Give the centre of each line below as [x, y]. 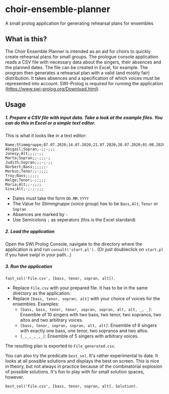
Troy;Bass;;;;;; [22, 176]
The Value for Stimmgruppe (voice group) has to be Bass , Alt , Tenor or [85, 204]
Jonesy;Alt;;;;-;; [24, 154]
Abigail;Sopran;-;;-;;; [30, 149]
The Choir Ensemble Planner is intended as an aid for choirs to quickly [78, 51]
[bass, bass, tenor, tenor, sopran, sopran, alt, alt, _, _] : [86, 309]
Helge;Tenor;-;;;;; [26, 180]
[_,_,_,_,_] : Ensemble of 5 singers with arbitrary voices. [79, 336]
